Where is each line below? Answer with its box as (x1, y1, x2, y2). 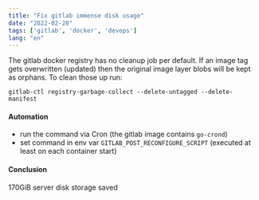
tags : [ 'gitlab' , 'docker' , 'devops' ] (8, 26, 137, 34)
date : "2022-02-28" (8, 19, 73, 27)
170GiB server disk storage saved (8, 182, 118, 192)
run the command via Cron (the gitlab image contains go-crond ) (19, 129, 229, 139)
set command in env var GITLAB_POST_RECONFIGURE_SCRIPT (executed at (19, 138, 251, 147)
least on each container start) (19, 147, 117, 156)
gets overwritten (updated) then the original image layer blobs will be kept (8, 65, 251, 74)
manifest (8, 95, 37, 104)
